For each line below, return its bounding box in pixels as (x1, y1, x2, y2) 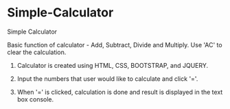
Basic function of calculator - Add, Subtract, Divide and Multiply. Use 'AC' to (7, 40, 222, 49)
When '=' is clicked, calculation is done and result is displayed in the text (16, 88, 223, 96)
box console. (16, 95, 54, 104)
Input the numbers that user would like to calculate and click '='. (16, 74, 198, 83)
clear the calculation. (7, 48, 67, 56)
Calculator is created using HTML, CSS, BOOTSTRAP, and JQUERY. (16, 61, 208, 69)
